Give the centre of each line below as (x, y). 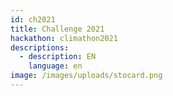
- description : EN (58, 57)
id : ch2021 (33, 19)
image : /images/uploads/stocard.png (86, 76)
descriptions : (40, 47)
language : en (55, 66)
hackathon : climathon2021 (64, 38)
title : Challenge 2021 (57, 29)
